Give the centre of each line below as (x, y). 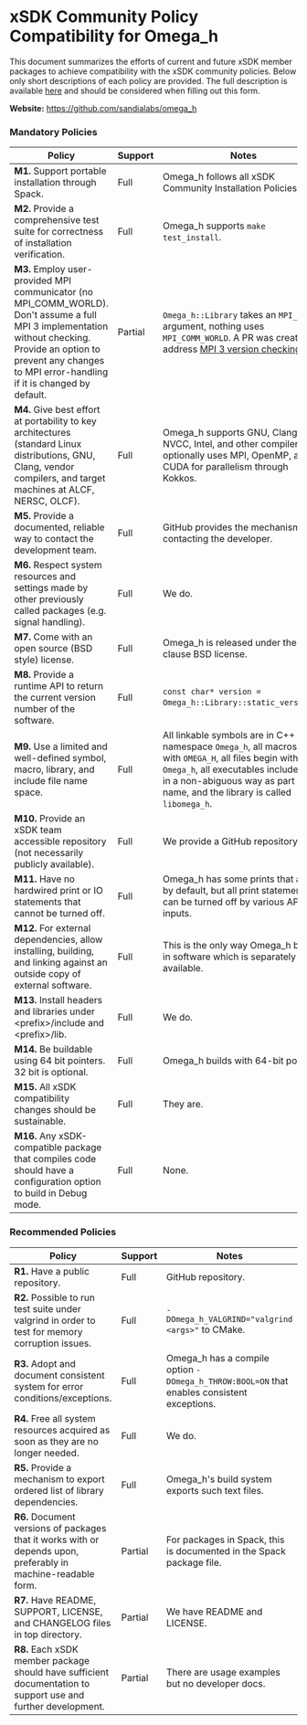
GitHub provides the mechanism (232, 527)
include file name (51, 781)
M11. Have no (45, 879)
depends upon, (47, 1550)
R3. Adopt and (45, 1363)
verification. (40, 255)
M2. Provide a (44, 209)
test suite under (48, 1308)
